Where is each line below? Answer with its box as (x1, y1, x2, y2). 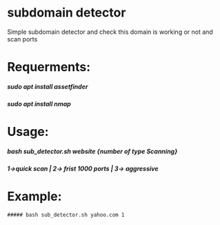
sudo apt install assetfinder (7, 82, 88, 90)
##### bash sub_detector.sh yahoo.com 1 (7, 212, 126, 219)
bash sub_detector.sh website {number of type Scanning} (7, 147, 178, 155)
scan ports (7, 35, 38, 43)
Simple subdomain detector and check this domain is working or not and (7, 28, 214, 36)
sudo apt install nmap (7, 100, 71, 108)
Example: (7, 188, 62, 204)
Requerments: (7, 59, 91, 75)
